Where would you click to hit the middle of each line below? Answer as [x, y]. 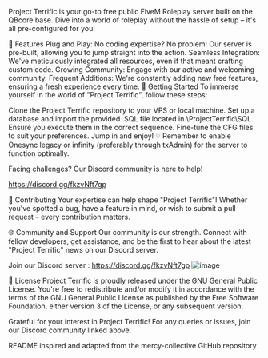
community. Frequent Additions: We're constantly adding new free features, [133, 78]
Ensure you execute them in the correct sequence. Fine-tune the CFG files [131, 127]
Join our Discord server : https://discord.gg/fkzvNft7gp [99, 265]
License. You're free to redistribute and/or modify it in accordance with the [131, 289]
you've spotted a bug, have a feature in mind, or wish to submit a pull [122, 208]
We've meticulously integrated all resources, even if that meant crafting [126, 61]
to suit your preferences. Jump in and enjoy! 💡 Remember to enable [120, 136]
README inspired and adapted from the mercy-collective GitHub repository [133, 346]
